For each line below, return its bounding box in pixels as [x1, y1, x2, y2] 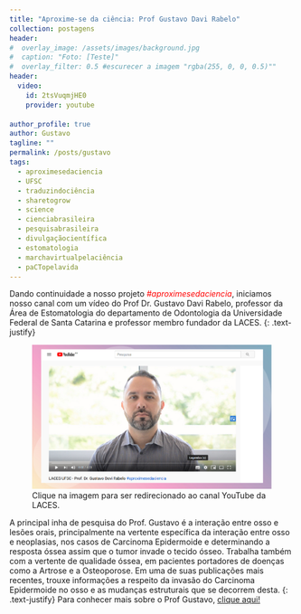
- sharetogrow [17, 195, 71, 205]
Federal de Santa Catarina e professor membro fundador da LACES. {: [9, 317, 270, 328]
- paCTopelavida [17, 262, 79, 271]
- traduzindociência [17, 186, 95, 195]
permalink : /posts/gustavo [9, 148, 111, 157]
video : [17, 81, 42, 90]
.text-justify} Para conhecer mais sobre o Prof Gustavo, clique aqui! [9, 593, 260, 605]
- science [17, 205, 54, 214]
